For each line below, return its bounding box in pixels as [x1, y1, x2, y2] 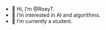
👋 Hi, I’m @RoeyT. [11, 6, 55, 12]
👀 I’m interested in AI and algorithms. [11, 12, 101, 18]
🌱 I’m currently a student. [11, 18, 73, 24]
